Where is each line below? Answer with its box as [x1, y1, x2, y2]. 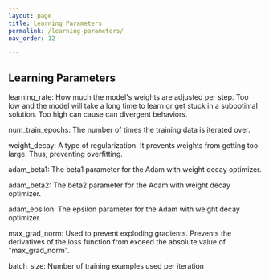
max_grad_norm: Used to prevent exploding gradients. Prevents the [8, 228, 232, 238]
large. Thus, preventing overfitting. [8, 150, 123, 159]
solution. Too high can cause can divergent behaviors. [8, 109, 188, 119]
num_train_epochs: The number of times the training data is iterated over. [8, 125, 251, 135]
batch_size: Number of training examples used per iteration [8, 261, 205, 271]
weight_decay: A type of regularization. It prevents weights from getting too [8, 141, 259, 150]
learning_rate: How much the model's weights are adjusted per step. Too [8, 92, 249, 102]
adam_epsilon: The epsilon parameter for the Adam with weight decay [8, 204, 241, 214]
